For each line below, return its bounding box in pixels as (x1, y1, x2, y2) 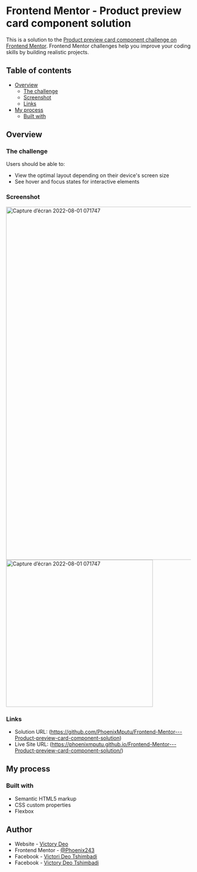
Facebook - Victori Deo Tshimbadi (14, 853, 98, 860)
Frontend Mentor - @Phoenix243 (14, 846, 95, 854)
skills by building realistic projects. (6, 48, 89, 55)
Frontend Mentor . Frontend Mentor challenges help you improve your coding (6, 42, 191, 49)
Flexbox (14, 807, 34, 814)
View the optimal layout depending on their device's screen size (14, 172, 169, 179)
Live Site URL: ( (14, 741, 52, 748)
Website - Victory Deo (14, 840, 69, 847)
